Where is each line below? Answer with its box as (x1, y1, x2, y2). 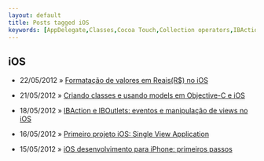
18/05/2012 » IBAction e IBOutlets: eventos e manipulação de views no (19, 106, 248, 116)
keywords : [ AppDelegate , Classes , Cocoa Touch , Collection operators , (8, 26, 234, 34)
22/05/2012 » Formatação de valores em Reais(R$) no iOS (19, 76, 208, 85)
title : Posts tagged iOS (8, 19, 90, 27)
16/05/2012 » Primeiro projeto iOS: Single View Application (19, 130, 210, 139)
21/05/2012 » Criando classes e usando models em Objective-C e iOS (19, 91, 246, 100)
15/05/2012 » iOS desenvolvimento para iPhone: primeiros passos (19, 145, 233, 154)
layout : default (8, 11, 61, 20)
